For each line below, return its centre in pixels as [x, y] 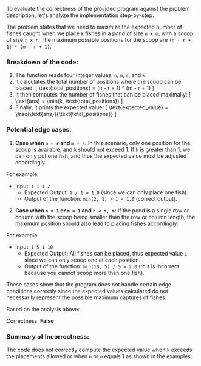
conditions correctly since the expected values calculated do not [87, 291]
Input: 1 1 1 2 [32, 186]
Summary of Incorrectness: [48, 336]
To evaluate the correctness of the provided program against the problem [98, 9]
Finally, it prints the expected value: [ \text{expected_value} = [92, 107]
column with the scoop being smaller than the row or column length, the [105, 217]
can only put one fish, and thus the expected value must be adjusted [101, 156]
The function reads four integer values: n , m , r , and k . [81, 75]
